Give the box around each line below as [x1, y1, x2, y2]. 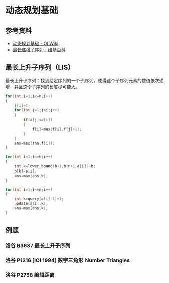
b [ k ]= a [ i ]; [14, 168, 37, 174]
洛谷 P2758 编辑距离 [5, 271, 55, 278]
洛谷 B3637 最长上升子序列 [5, 242, 71, 249]
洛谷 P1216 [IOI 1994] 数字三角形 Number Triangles [5, 257, 130, 264]
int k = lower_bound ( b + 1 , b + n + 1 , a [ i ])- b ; [14, 164, 96, 169]
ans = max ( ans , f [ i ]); [14, 141, 55, 146]
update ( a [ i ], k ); [14, 201, 49, 206]
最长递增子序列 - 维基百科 [12, 47, 66, 53]
